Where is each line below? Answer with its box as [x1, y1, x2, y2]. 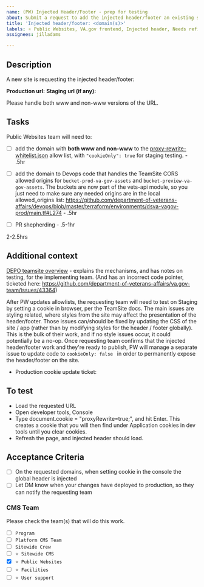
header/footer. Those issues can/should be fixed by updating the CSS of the [6, 317, 197, 325]
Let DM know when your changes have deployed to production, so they [15, 482, 194, 489]
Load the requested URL [15, 402, 76, 409]
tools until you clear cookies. [15, 427, 87, 435]
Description [6, 59, 52, 70]
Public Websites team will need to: [6, 133, 92, 140]
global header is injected [15, 475, 77, 482]
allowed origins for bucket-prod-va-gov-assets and [15, 177, 143, 184]
